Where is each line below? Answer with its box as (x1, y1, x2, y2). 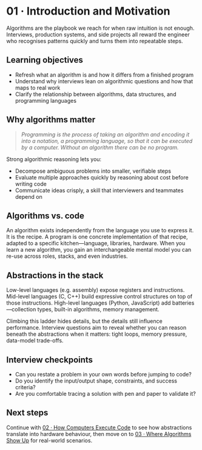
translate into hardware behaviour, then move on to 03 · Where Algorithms (6, 430, 192, 437)
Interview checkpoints (6, 355, 93, 365)
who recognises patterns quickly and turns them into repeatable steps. (6, 37, 183, 44)
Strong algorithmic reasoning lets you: (6, 155, 102, 162)
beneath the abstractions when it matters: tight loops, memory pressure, (6, 330, 187, 338)
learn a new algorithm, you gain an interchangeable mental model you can (6, 246, 192, 254)
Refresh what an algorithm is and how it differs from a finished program (15, 71, 194, 78)
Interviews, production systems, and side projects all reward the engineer (6, 30, 190, 38)
